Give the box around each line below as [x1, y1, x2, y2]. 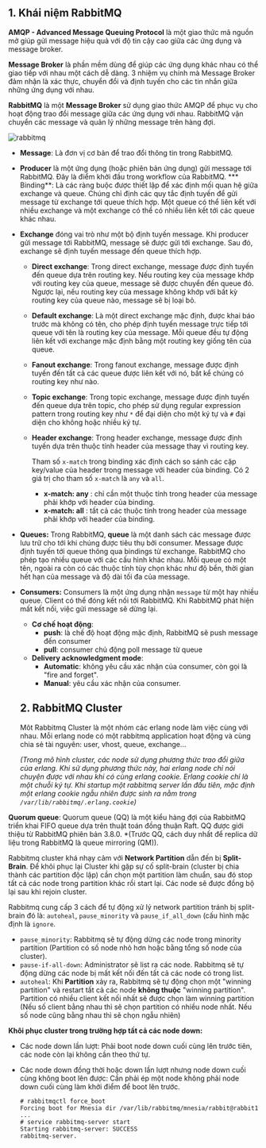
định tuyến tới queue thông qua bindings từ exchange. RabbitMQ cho [19, 546, 246, 556]
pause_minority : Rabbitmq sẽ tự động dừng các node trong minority [19, 934, 242, 944]
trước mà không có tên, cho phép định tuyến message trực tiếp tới [31, 319, 249, 329]
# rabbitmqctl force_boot [19, 1097, 106, 1105]
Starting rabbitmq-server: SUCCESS [19, 1125, 138, 1133]
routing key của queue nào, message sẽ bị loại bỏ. [31, 295, 197, 305]
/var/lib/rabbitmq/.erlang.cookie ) [19, 797, 137, 807]
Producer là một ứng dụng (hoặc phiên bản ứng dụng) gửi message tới [19, 163, 252, 173]
